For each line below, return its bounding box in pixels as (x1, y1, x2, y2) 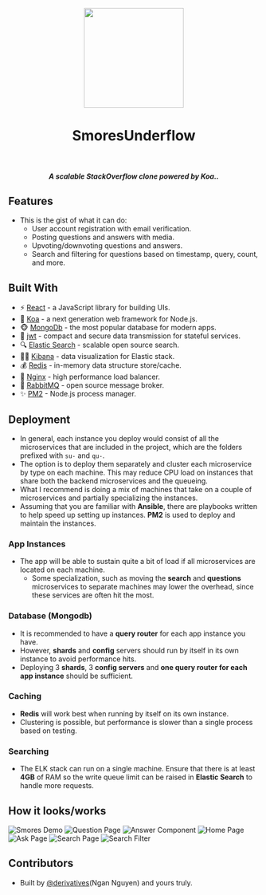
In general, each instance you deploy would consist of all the (19, 433, 219, 443)
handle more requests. (19, 781, 94, 791)
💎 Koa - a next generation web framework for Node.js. (19, 314, 198, 324)
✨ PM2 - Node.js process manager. (19, 389, 137, 399)
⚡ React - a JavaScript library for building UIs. (19, 303, 170, 313)
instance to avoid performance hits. (19, 654, 137, 664)
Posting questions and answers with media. (31, 232, 175, 242)
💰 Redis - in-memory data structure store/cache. (19, 361, 182, 370)
